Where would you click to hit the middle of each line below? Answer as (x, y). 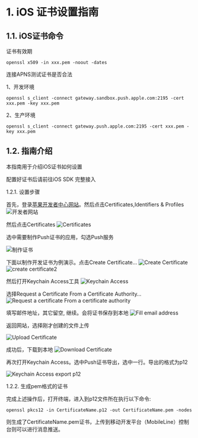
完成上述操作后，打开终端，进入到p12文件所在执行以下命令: (79, 399)
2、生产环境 (21, 115)
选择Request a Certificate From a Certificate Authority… (74, 294)
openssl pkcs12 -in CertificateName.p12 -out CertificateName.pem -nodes (99, 410)
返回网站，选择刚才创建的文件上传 (48, 325)
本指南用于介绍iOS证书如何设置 (44, 166)
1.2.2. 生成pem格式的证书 (37, 386)
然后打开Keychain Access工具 (43, 281)
